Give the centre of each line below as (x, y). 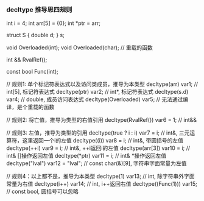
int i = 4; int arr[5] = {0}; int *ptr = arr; (53, 23)
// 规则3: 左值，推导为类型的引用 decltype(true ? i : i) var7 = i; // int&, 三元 (98, 133)
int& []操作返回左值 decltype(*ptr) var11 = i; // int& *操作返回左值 (86, 156)
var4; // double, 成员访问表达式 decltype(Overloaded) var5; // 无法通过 (95, 99)
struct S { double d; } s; (36, 35)
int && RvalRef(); (27, 60)
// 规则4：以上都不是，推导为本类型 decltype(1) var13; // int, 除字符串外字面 (100, 176)
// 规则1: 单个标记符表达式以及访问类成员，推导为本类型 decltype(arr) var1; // (102, 84)
